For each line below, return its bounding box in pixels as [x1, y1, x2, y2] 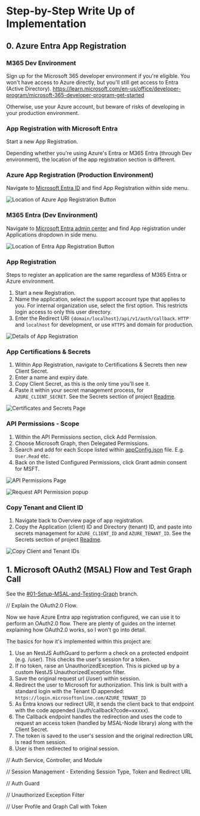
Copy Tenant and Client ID [6, 503, 84, 512]
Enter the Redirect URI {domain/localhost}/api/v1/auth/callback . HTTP [14, 315, 189, 322]
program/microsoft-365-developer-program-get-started [6, 91, 144, 98]
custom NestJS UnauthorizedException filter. [14, 668, 126, 675]
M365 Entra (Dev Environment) [6, 211, 99, 219]
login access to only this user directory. [14, 309, 112, 316]
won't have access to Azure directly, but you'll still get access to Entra [6, 78, 179, 86]
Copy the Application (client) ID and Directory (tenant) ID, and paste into [14, 523, 192, 530]
